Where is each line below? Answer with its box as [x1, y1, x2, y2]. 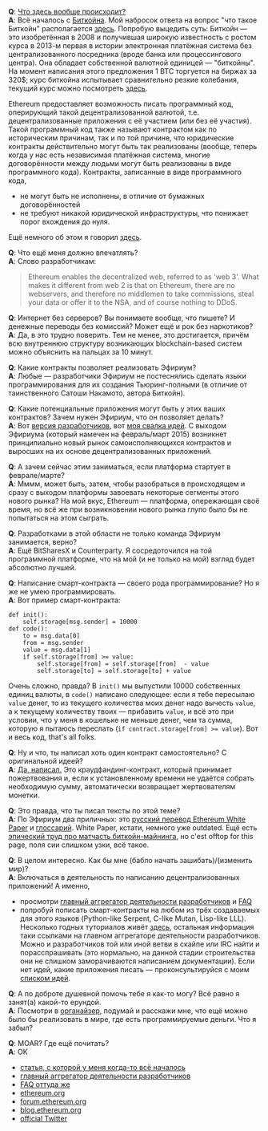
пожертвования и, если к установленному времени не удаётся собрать [8, 773, 254, 783]
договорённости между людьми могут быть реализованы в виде [8, 159, 232, 168]
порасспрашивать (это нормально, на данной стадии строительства [19, 948, 256, 957]
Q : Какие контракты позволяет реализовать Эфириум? [8, 363, 197, 372]
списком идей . [19, 974, 70, 983]
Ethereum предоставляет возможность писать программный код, [8, 99, 234, 108]
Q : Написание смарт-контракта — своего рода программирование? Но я [8, 578, 260, 588]
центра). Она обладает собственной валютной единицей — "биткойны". [8, 58, 255, 67]
